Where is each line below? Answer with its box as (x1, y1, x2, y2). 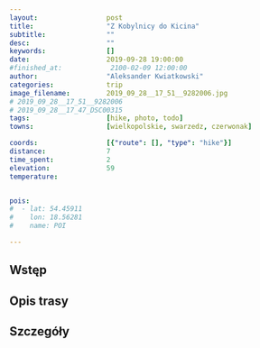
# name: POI (9, 222, 67, 231)
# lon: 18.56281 (9, 213, 83, 222)
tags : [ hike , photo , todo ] (9, 114, 183, 123)
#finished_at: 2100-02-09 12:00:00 (9, 64, 188, 73)
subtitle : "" (9, 30, 116, 39)
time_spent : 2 (9, 155, 111, 164)
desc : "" (9, 38, 116, 48)
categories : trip (9, 80, 124, 89)
